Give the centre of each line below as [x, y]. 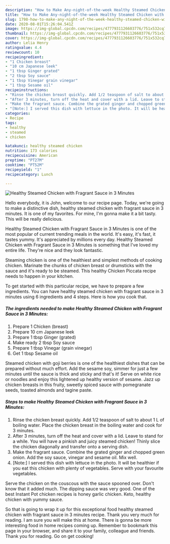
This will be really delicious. [34, 219]
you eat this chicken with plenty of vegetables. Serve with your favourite [88, 468]
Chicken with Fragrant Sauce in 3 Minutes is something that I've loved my [82, 245]
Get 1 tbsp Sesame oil [35, 353]
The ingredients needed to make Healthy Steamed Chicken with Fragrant [84, 308]
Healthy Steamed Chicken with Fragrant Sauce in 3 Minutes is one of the [81, 229]
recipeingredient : [25, 57]
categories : [18, 114]
